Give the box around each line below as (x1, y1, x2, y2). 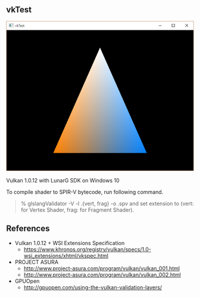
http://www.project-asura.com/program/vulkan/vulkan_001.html (23, 265, 180, 272)
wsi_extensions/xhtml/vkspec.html (23, 252, 109, 259)
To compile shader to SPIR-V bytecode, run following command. (6, 188, 164, 196)
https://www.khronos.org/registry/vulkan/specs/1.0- (23, 246, 152, 253)
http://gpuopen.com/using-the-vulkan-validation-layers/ (23, 283, 162, 291)
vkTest (6, 5, 32, 15)
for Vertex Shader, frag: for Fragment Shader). (20, 206, 135, 214)
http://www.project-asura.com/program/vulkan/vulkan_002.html (23, 271, 182, 278)
